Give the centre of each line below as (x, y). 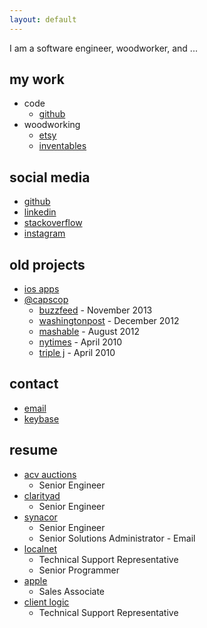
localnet (40, 548)
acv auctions (50, 474)
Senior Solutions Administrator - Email (117, 538)
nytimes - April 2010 (80, 342)
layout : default (43, 19)
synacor (40, 517)
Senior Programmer (79, 570)
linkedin (40, 212)
